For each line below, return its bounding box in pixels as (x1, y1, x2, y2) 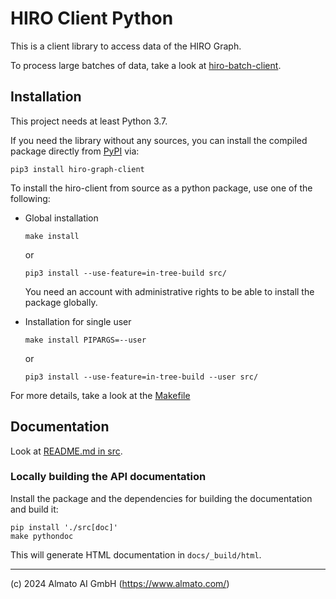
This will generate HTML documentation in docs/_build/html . (10, 548, 262, 561)
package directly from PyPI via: (10, 145, 140, 157)
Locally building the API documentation (10, 470, 207, 484)
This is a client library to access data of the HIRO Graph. (10, 40, 242, 52)
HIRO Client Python (10, 7, 174, 30)
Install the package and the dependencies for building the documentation (10, 492, 313, 504)
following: (10, 192, 51, 204)
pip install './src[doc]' (10, 522, 118, 532)
